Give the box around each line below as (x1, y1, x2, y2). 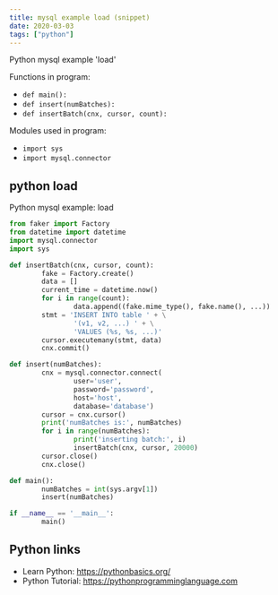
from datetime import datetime (9, 228, 126, 237)
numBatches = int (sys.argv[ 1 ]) (41, 485, 159, 494)
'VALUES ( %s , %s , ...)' (73, 327, 163, 336)
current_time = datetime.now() (41, 286, 159, 295)
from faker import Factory (9, 220, 110, 229)
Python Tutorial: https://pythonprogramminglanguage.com (22, 575, 239, 586)
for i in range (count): (41, 294, 130, 303)
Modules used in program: (9, 125, 107, 136)
